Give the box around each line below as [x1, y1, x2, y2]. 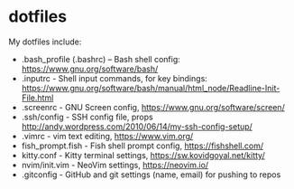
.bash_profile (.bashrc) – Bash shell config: [21, 53, 181, 64]
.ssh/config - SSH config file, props [21, 111, 154, 122]
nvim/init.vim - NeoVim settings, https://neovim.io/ [21, 159, 209, 170]
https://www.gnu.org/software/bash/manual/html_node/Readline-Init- [21, 82, 280, 93]
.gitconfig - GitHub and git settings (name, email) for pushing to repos [21, 169, 281, 180]
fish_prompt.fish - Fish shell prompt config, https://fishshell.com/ [21, 140, 263, 151]
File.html [21, 92, 54, 103]
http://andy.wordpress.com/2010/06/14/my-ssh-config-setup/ [21, 120, 253, 132]
